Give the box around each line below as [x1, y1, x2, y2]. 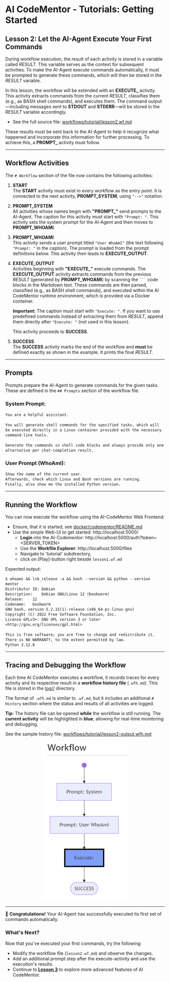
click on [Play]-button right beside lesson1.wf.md [20, 556, 122, 562]
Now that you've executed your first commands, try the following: [5, 940, 142, 946]
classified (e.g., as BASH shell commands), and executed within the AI [12, 287, 159, 293]
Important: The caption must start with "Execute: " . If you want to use [12, 308, 160, 314]
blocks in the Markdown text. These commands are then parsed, [12, 282, 148, 288]
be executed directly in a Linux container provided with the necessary [5, 428, 162, 433]
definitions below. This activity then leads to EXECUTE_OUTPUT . [12, 250, 148, 256]
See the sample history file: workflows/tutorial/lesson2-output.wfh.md [5, 731, 152, 737]
